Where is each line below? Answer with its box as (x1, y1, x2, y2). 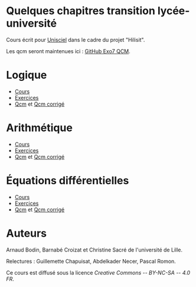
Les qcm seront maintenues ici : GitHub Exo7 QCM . (6, 47, 131, 54)
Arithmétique (6, 121, 73, 135)
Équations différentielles (6, 174, 129, 187)
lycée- (157, 4, 190, 18)
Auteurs (6, 226, 47, 240)
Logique (6, 69, 47, 82)
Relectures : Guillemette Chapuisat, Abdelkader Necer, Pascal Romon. (6, 257, 176, 265)
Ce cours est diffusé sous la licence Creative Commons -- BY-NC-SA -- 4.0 (6, 269, 191, 276)
